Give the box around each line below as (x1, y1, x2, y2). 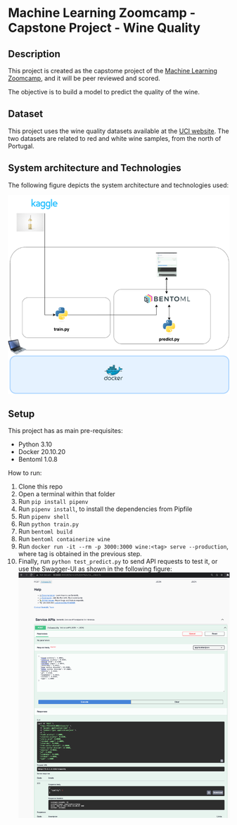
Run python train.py (18, 519, 79, 529)
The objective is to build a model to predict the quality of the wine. (8, 88, 200, 96)
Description (8, 48, 60, 60)
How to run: (8, 469, 42, 477)
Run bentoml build (18, 527, 73, 536)
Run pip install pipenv (18, 498, 89, 506)
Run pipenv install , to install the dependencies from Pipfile (18, 505, 193, 513)
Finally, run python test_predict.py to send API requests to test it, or (18, 558, 218, 566)
